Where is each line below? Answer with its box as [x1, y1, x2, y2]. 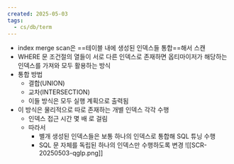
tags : [7, 17, 23, 24]
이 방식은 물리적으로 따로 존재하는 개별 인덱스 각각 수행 [17, 105, 169, 114]
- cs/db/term [13, 23, 52, 30]
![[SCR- [184, 141, 207, 149]
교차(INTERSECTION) [28, 88, 91, 96]
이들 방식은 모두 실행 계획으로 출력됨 [28, 97, 129, 105]
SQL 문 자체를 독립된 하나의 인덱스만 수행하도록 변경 [38, 141, 184, 149]
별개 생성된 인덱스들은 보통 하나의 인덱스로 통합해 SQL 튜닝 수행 [38, 132, 216, 141]
